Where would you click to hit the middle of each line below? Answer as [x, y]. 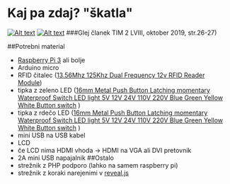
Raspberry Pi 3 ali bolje [51, 60]
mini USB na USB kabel [51, 135]
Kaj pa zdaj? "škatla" [70, 13]
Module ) [30, 82]
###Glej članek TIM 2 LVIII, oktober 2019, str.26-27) [142, 33]
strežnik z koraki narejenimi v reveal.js [73, 173]
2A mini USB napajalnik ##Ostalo [66, 158]
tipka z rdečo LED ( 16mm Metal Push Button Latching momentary [113, 113]
